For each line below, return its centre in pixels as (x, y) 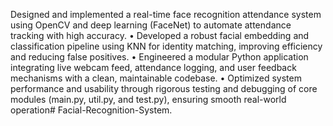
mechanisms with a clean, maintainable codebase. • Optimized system (156, 78)
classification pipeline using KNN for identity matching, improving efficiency (166, 46)
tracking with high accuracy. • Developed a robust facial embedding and (160, 35)
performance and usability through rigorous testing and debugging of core (164, 88)
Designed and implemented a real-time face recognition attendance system (166, 14)
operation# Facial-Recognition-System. (91, 110)
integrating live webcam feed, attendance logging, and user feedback (153, 67)
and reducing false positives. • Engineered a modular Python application (159, 57)
